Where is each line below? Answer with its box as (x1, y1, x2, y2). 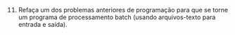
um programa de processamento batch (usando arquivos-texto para (18, 13, 216, 21)
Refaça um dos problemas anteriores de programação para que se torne (18, 6, 229, 14)
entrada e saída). (18, 21, 68, 28)
